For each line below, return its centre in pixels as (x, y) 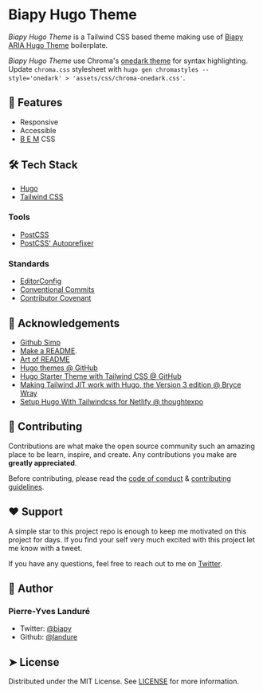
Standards (29, 263)
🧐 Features (35, 102)
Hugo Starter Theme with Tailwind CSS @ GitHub (100, 376)
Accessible (38, 130)
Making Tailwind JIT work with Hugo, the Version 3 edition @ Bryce (130, 384)
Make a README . (48, 350)
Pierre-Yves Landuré (49, 611)
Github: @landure (49, 637)
